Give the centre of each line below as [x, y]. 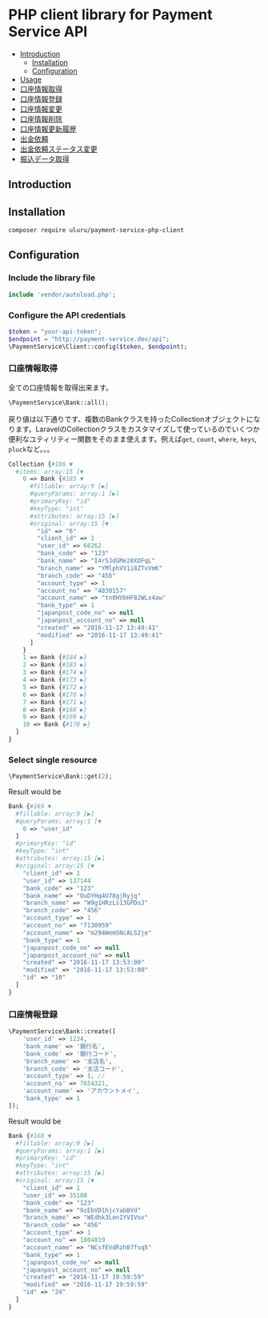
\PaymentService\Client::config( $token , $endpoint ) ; [98, 347]
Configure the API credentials [67, 315]
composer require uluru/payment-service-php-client [96, 230]
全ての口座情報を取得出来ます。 [61, 387]
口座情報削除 [41, 118]
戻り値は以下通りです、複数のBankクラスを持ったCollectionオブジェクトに [131, 419]
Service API [48, 32]
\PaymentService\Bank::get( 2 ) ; [60, 777]
